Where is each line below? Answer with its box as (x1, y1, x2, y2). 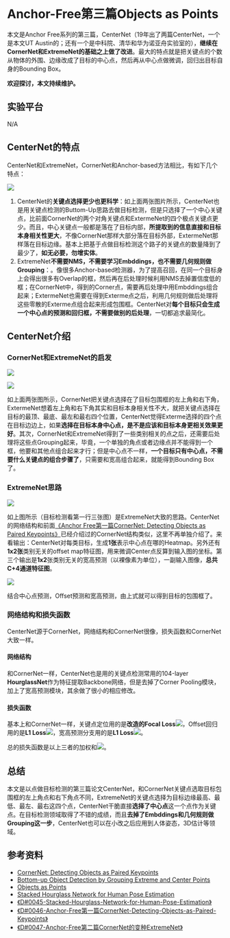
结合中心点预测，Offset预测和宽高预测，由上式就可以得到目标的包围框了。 (7, 591, 217, 600)
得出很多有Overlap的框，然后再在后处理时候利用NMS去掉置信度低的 (29, 274, 221, 282)
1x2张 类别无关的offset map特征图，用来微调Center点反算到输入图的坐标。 (7, 547, 217, 555)
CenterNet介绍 (7, 330, 71, 342)
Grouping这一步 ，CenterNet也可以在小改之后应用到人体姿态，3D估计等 (7, 819, 210, 828)
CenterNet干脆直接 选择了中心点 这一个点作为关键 (78, 802, 217, 810)
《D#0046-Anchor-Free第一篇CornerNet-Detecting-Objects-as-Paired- (16, 906, 217, 915)
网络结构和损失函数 (7, 610, 71, 620)
